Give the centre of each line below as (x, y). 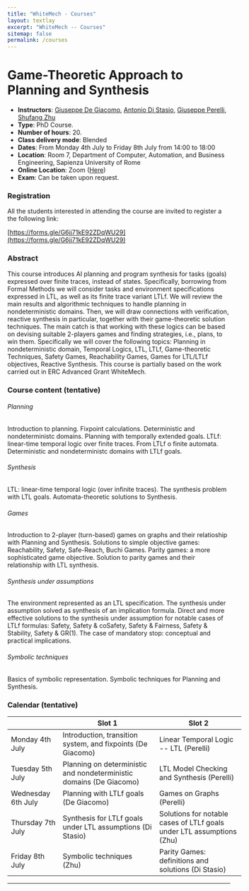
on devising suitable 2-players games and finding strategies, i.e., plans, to (115, 334)
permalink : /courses (38, 40)
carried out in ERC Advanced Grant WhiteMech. (77, 372)
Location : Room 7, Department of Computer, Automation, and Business (121, 155)
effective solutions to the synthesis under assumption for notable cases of (116, 618)
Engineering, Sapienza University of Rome (79, 163)
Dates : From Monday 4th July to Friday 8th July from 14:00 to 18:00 (116, 148)
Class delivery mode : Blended (62, 140)
